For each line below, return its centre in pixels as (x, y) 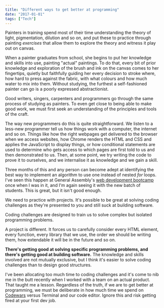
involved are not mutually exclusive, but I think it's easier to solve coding (78, 260)
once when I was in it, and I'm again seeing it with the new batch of (73, 185)
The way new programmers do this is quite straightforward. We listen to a (79, 124)
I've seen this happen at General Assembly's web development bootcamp (80, 180)
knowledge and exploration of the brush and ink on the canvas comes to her (82, 68)
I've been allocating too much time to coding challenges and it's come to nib (82, 275)
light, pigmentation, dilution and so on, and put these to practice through (78, 38)
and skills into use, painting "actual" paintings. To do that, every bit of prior (81, 63)
